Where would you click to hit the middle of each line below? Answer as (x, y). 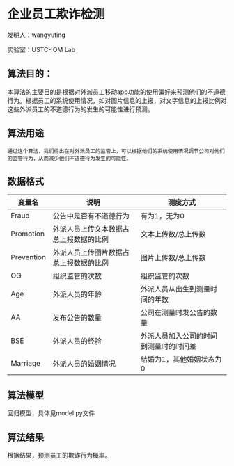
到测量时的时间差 (169, 346)
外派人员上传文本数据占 (91, 229)
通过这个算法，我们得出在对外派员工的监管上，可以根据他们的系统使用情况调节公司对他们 (116, 151)
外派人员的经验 (77, 342)
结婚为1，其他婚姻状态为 (181, 360)
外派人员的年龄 (77, 294)
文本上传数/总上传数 (173, 234)
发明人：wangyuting (37, 35)
